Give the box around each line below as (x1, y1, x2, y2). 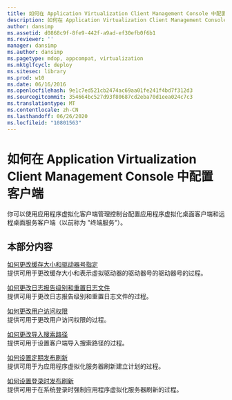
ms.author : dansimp (7, 49, 64, 56)
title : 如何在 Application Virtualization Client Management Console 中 (7, 10, 217, 17)
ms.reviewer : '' (7, 36, 54, 43)
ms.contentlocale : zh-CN (7, 106, 79, 113)
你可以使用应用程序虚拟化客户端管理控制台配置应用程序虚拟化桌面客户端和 (7, 210, 219, 218)
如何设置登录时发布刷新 (7, 377, 74, 385)
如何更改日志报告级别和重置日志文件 (7, 284, 110, 292)
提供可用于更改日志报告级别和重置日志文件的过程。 (7, 292, 153, 301)
